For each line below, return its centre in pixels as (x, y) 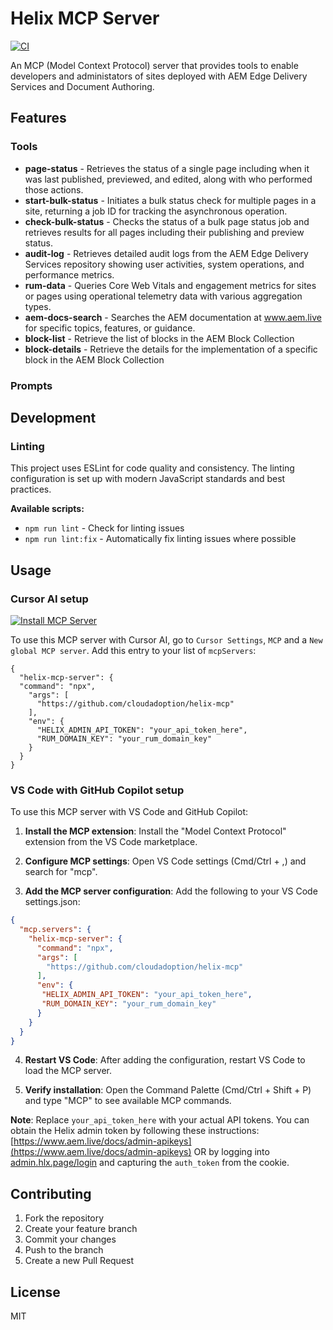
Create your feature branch (81, 1229)
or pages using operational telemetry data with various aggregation (163, 296)
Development (53, 417)
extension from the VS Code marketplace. (111, 842)
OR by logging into (231, 1152)
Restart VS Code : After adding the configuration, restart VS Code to (165, 1060)
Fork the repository (64, 1218)
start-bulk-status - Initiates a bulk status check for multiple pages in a (170, 200)
